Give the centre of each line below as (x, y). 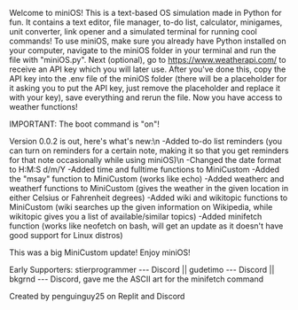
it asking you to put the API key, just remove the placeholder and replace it (145, 88)
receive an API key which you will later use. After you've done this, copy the (148, 69)
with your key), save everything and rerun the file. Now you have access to (146, 97)
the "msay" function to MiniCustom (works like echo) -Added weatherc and (147, 179)
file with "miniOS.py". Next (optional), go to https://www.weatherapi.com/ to (148, 60)
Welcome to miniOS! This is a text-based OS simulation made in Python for (145, 13)
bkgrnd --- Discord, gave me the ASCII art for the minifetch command (137, 279)
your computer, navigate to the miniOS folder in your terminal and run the (143, 50)
